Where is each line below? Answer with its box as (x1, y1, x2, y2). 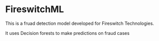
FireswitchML (5, 4, 65, 15)
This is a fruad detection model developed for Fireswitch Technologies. (5, 20, 154, 26)
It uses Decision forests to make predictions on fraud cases (5, 30, 130, 36)
